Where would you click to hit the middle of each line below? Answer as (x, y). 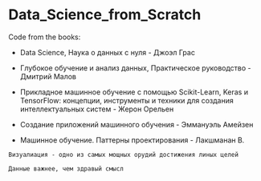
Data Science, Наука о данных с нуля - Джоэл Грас (107, 52)
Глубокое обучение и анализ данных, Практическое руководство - (135, 68)
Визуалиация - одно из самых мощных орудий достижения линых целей (124, 155)
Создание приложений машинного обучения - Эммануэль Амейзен (137, 124)
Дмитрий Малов (48, 76)
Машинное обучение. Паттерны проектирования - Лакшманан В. (132, 140)
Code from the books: (45, 37)
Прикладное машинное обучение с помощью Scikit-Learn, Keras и (134, 92)
